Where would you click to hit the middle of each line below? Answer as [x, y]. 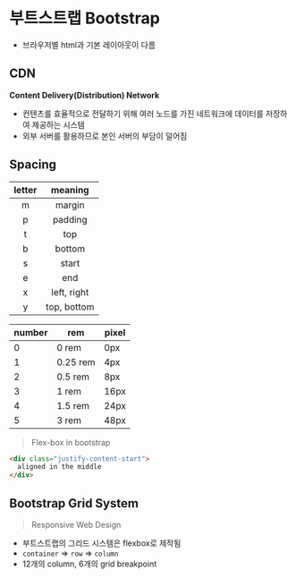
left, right [70, 292]
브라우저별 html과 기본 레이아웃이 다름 [89, 45]
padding [70, 219]
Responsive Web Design [76, 525]
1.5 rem [73, 405]
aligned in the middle [59, 467]
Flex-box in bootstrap [71, 442]
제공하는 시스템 [58, 124]
